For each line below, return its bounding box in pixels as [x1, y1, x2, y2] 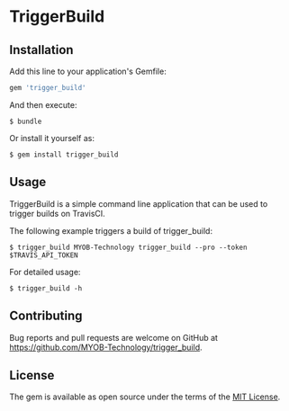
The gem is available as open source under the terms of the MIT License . [9, 391, 281, 402]
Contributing [9, 308, 83, 324]
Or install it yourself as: [9, 132, 95, 143]
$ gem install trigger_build [9, 150, 119, 159]
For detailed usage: [9, 266, 81, 277]
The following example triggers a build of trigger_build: [9, 225, 213, 236]
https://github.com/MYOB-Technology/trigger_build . [9, 342, 203, 353]
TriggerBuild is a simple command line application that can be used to [9, 198, 268, 209]
